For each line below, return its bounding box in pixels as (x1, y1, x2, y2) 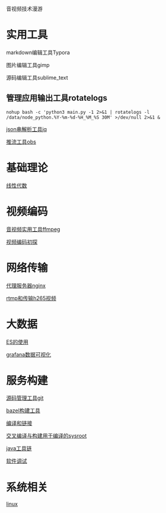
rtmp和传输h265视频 (6, 294, 56, 301)
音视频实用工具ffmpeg (6, 225, 60, 232)
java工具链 (6, 445, 32, 452)
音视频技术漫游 (6, 5, 43, 12)
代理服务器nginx (6, 282, 46, 289)
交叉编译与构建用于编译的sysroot (6, 432, 87, 439)
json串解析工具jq (6, 125, 47, 132)
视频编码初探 (6, 238, 37, 245)
